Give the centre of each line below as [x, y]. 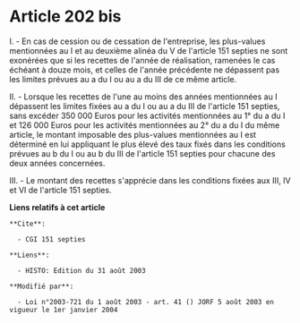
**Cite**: [28, 224]
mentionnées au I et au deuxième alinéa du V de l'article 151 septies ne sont [149, 50]
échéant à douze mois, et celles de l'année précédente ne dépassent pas [145, 70]
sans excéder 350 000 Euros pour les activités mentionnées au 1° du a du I [147, 115]
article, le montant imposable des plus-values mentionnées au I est [133, 134]
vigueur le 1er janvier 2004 [64, 310]
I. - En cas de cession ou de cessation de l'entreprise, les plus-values [137, 41]
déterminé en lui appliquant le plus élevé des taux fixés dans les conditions [148, 144]
